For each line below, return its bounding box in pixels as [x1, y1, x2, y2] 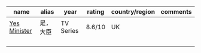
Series [60, 27, 79, 35]
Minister [9, 27, 32, 35]
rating [87, 8, 105, 15]
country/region [111, 8, 156, 15]
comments [160, 8, 192, 15]
